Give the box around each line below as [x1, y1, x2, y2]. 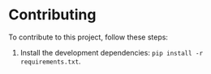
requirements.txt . [19, 56, 81, 66]
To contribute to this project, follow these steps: [8, 32, 169, 42]
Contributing [8, 6, 97, 24]
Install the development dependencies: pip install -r [19, 47, 204, 57]
